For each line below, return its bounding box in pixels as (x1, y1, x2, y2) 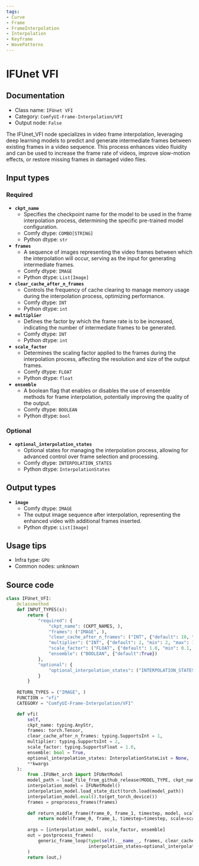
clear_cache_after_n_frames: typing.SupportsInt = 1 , (27, 733, 163, 739)
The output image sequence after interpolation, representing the (23, 511, 181, 518)
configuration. (23, 223, 58, 230)
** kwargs (27, 760, 49, 766)
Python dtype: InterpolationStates (23, 465, 111, 472)
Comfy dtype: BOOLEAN (23, 405, 78, 413)
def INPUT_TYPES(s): (17, 607, 68, 613)
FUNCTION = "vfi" (17, 695, 60, 701)
